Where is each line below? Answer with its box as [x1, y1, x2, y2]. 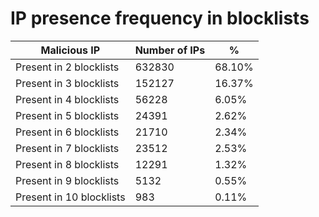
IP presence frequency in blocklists [10, 7, 310, 30]
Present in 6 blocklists [15, 125, 120, 139]
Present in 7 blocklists [15, 141, 120, 155]
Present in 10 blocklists [15, 190, 126, 204]
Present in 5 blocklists [15, 108, 120, 122]
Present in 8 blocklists [15, 157, 120, 171]
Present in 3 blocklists [15, 76, 120, 90]
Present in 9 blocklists [15, 173, 120, 187]
